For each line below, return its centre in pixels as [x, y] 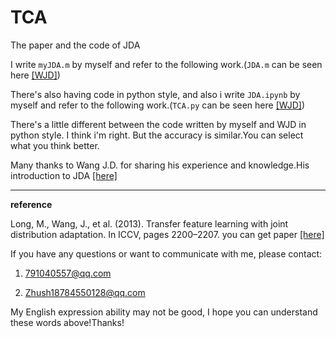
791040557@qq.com [68, 273]
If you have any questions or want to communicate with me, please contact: [166, 253]
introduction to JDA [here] [64, 175]
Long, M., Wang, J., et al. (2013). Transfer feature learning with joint [149, 223]
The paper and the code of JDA [75, 45]
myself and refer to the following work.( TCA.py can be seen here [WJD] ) [157, 105]
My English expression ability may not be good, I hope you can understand [164, 312]
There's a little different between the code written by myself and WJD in [158, 124]
